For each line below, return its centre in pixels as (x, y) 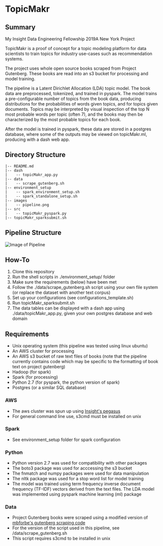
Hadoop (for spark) (32, 372)
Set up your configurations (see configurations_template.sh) (73, 298)
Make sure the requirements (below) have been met (64, 282)
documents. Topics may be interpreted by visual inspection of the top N (77, 109)
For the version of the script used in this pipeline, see (66, 528)
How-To (17, 260)
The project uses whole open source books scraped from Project (71, 68)
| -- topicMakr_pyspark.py (36, 213)
